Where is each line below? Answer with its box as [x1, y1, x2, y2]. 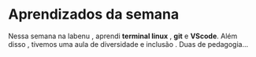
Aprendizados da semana [8, 5, 180, 23]
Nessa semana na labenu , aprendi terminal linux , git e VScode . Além [8, 31, 238, 41]
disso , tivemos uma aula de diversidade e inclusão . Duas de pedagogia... [8, 39, 249, 48]
